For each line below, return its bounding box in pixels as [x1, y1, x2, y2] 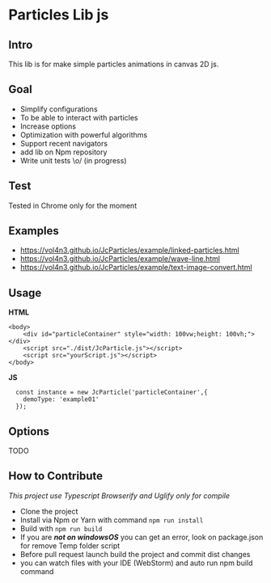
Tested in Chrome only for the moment [8, 201, 138, 210]
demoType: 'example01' [23, 395, 100, 403]
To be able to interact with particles [19, 112, 138, 122]
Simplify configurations [19, 104, 99, 114]
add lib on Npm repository [19, 147, 108, 157]
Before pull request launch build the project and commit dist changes [19, 549, 251, 559]
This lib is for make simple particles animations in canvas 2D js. [8, 59, 219, 69]
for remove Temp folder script [19, 540, 121, 551]
